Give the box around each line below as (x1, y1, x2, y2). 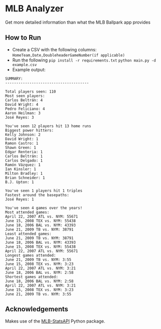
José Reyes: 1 (5, 197, 34, 202)
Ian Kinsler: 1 (5, 166, 36, 171)
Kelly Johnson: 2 (5, 132, 41, 137)
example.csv (12, 62, 37, 67)
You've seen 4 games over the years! (5, 205, 83, 210)
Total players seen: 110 (5, 89, 56, 94)
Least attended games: (5, 231, 52, 236)
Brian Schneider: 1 (5, 175, 45, 180)
